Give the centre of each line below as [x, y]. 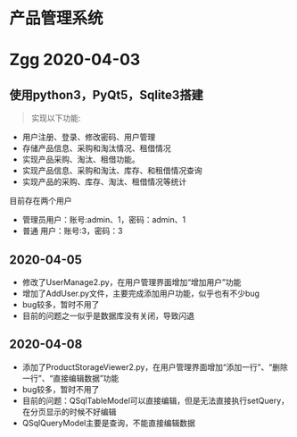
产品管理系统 [57, 18]
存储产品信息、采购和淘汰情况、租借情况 [96, 148]
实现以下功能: [56, 118]
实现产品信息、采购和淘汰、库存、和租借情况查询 [112, 171]
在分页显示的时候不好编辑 [69, 411]
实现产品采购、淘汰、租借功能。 [81, 160]
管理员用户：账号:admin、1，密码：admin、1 [103, 220]
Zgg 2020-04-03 [75, 60]
